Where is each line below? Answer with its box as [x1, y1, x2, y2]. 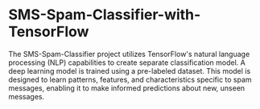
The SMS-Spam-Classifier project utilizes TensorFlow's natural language [8, 49, 250, 59]
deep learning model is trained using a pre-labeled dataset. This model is [8, 66, 251, 75]
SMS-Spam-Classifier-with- [8, 6, 201, 24]
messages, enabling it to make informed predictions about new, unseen [8, 83, 246, 93]
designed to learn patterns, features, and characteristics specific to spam [8, 75, 252, 84]
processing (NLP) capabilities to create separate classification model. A [8, 58, 246, 67]
